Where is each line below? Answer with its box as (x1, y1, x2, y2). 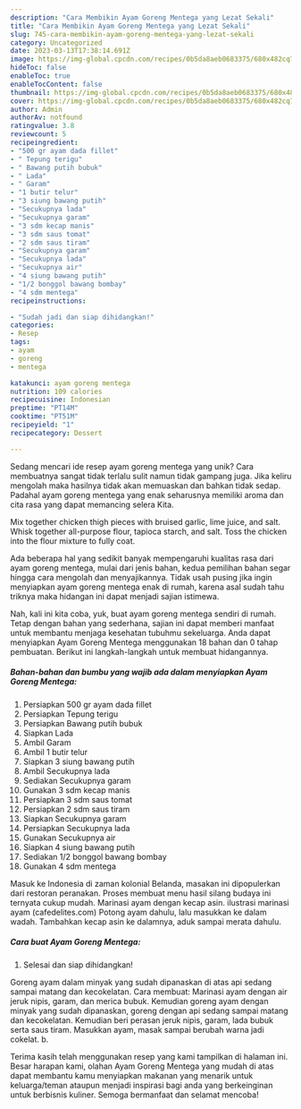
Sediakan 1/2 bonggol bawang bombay (22, 851, 168, 862)
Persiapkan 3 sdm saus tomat (22, 794, 133, 804)
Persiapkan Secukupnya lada (22, 822, 130, 833)
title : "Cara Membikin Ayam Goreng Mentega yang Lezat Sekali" (10, 21, 251, 30)
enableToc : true (10, 72, 71, 81)
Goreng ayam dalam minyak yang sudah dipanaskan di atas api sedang (10, 976, 272, 987)
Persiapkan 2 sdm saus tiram (22, 804, 130, 814)
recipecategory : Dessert (10, 428, 103, 437)
